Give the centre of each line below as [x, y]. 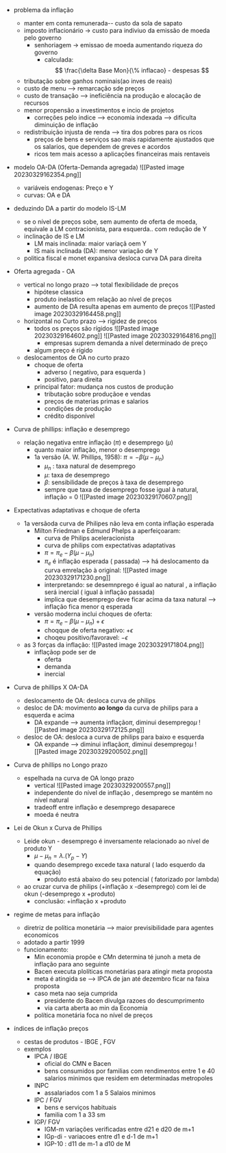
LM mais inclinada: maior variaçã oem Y [90, 243]
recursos [36, 103]
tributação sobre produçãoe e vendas [98, 394]
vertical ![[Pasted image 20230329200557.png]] [102, 785]
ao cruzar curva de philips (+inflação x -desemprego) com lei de [115, 886]
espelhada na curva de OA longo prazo [79, 778]
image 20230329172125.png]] [102, 729]
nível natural [51, 800]
